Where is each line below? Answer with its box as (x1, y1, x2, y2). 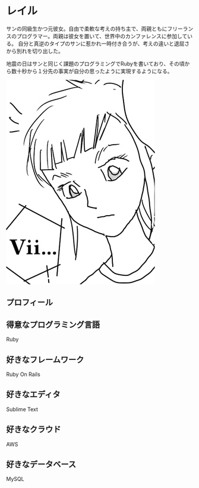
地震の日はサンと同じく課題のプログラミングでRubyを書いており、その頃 (6, 60, 185, 67)
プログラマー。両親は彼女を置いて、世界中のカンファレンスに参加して (16, 32, 188, 39)
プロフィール (6, 297, 53, 307)
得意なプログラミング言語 (6, 319, 100, 330)
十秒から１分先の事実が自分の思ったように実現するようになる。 (16, 67, 173, 74)
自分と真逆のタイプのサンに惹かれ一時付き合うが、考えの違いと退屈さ (17, 40, 190, 47)
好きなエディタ (6, 390, 61, 400)
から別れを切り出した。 (6, 47, 64, 54)
